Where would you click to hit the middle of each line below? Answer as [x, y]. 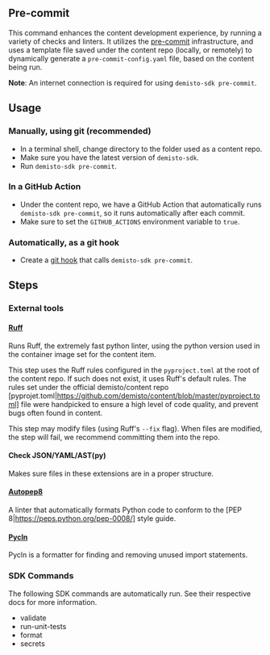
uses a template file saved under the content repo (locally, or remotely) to [130, 50]
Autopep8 [25, 492]
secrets [33, 643]
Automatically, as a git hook [64, 242]
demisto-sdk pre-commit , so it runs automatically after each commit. [133, 212]
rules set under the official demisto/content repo [89, 387]
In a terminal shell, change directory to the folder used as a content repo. [141, 149]
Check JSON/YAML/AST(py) [57, 456]
